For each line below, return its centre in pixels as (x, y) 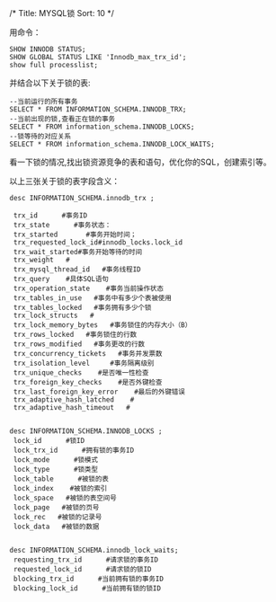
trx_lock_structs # (53, 315)
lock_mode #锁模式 (56, 460)
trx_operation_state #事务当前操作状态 (89, 288)
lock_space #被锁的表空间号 (65, 498)
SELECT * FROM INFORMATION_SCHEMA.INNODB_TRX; (98, 110)
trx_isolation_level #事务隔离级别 (84, 363)
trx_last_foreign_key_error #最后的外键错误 (99, 392)
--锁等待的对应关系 (40, 137)
